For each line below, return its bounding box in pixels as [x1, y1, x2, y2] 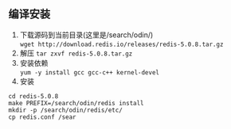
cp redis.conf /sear [8, 113, 77, 121]
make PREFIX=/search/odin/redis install [8, 99, 145, 107]
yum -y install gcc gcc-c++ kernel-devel [19, 68, 159, 77]
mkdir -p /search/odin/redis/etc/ [8, 106, 123, 114]
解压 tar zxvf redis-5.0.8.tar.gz [19, 48, 133, 58]
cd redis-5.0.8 [8, 92, 59, 101]
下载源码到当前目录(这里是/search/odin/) [19, 30, 154, 40]
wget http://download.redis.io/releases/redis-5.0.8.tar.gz [19, 40, 224, 48]
